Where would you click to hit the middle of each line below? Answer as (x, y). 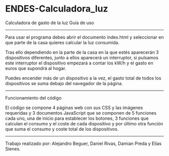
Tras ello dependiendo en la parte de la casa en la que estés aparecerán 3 (82, 52)
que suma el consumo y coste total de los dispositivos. (62, 129)
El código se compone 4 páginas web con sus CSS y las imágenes (74, 107)
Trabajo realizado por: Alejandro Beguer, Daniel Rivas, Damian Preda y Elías (83, 143)
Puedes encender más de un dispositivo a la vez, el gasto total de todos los (83, 78)
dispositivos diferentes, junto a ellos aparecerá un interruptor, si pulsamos (82, 57)
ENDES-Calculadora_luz (57, 9)
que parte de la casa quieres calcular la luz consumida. (62, 42)
